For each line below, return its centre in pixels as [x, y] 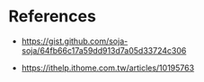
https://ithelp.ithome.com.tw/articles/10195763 [108, 68]
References [52, 16]
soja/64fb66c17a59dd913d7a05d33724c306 [104, 50]
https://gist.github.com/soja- [75, 41]
